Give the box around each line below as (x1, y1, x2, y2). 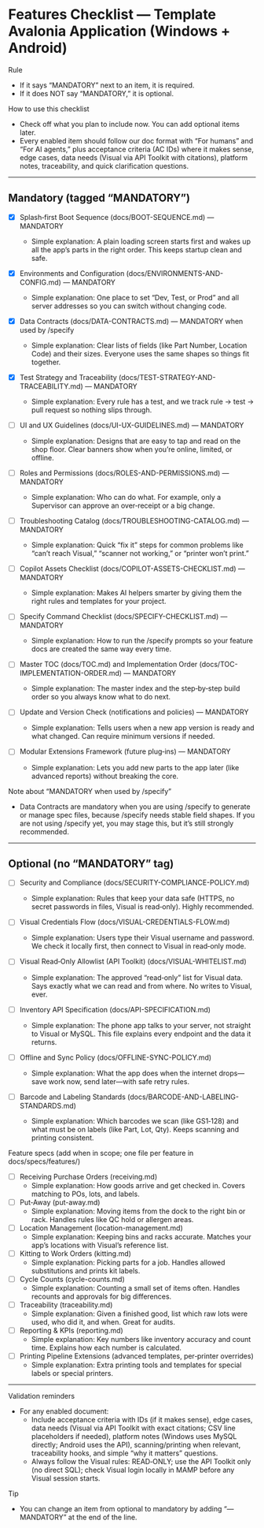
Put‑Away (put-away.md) (19, 1197, 101, 1207)
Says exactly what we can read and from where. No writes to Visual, (31, 981, 253, 990)
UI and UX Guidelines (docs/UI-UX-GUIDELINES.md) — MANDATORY (19, 420, 244, 430)
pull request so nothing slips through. (31, 405, 152, 415)
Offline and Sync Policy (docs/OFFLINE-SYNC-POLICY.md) (19, 1053, 212, 1062)
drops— (218, 1068, 245, 1078)
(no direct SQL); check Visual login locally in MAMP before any (31, 1465, 235, 1475)
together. (31, 357, 61, 367)
